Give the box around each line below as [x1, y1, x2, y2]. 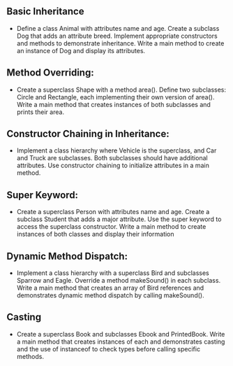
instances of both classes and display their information [16, 230, 175, 239]
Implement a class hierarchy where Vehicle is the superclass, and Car [16, 146, 217, 155]
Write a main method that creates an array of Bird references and [16, 283, 204, 293]
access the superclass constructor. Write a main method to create [16, 223, 206, 231]
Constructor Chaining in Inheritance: [6, 128, 170, 140]
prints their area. [16, 108, 64, 116]
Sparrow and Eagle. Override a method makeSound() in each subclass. [16, 276, 221, 285]
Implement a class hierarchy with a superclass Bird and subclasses [16, 269, 210, 277]
